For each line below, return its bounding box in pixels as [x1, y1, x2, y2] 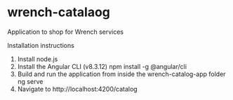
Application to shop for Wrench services [7, 27, 124, 36]
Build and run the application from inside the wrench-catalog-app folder [17, 70, 226, 78]
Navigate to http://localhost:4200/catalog [17, 85, 138, 93]
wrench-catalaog [7, 4, 110, 20]
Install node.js [17, 54, 58, 63]
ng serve [17, 77, 44, 85]
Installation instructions [7, 41, 75, 49]
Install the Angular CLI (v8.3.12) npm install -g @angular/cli [17, 62, 187, 70]
